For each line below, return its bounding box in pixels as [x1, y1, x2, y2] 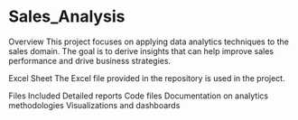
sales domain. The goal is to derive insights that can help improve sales [8, 45, 275, 56]
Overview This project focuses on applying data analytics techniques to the [8, 36, 290, 47]
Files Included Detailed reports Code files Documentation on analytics [8, 90, 268, 101]
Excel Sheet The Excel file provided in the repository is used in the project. [8, 72, 285, 83]
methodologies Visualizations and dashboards [8, 99, 181, 110]
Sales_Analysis [8, 6, 126, 27]
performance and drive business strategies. [8, 55, 172, 66]
